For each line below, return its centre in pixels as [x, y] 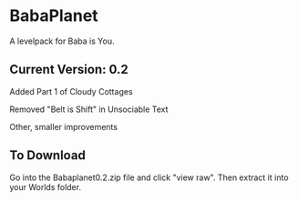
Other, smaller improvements [64, 126]
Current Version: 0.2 [69, 70]
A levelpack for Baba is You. [62, 41]
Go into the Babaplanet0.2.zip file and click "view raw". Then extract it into [149, 177]
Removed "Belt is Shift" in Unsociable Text [89, 109]
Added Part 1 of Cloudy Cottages [72, 91]
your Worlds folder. [46, 186]
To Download [48, 156]
